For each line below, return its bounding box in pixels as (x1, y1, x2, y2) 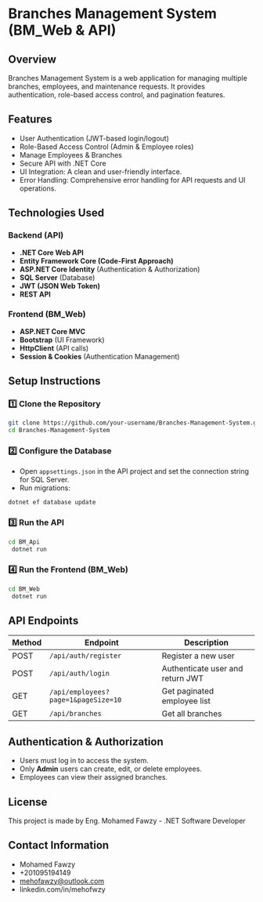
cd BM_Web (8, 585, 41, 593)
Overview (8, 53, 57, 66)
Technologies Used (8, 206, 104, 220)
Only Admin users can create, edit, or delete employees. (19, 764, 202, 773)
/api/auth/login (49, 669, 110, 678)
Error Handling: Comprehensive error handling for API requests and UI (19, 175, 246, 184)
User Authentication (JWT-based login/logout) (19, 133, 170, 143)
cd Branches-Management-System (8, 427, 110, 435)
